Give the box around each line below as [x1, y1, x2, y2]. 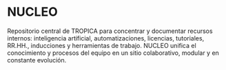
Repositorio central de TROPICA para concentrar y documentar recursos [7, 27, 213, 35]
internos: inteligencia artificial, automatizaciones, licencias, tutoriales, [7, 34, 205, 42]
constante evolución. [7, 56, 67, 64]
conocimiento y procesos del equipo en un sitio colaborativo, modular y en [7, 49, 219, 57]
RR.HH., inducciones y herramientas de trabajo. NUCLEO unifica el [7, 41, 196, 49]
